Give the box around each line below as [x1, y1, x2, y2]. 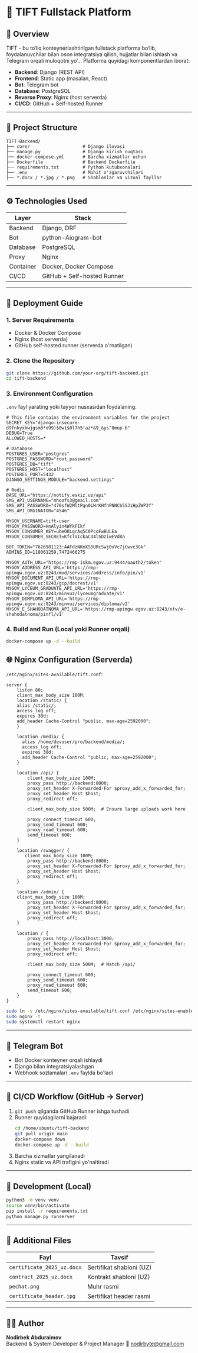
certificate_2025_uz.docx [9, 1264, 82, 1271]
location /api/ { [16, 770, 60, 776]
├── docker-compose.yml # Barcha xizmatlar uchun [6, 154, 146, 160]
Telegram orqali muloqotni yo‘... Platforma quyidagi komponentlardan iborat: [6, 57, 190, 64]
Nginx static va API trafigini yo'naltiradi [14, 1159, 109, 1166]
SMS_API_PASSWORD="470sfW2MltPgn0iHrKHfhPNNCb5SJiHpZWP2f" [6, 502, 154, 508]
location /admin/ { [16, 889, 65, 895]
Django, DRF [42, 224, 77, 232]
